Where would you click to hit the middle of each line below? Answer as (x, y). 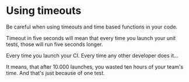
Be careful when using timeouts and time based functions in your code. (92, 27)
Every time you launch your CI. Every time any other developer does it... (92, 55)
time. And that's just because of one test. (55, 73)
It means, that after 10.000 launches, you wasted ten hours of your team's (95, 67)
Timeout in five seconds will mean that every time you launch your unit (91, 38)
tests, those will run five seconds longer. (55, 44)
